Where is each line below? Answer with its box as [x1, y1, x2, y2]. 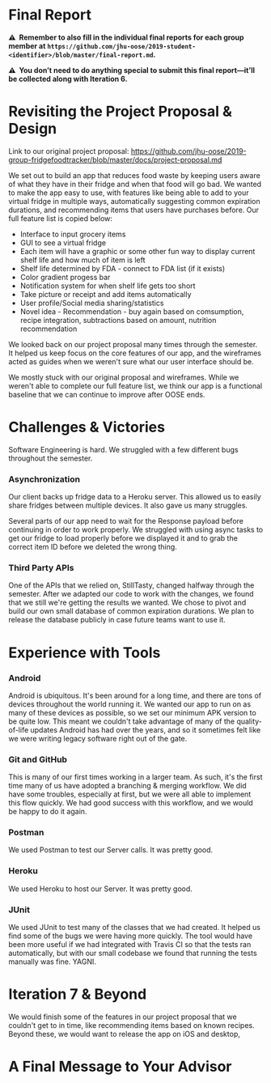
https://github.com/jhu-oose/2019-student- [47, 42, 197, 50]
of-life [8, 724, 29, 734]
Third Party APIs [8, 563, 74, 574]
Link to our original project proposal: [8, 146, 129, 155]
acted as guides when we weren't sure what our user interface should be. [8, 356, 254, 366]
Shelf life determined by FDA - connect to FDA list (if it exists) [19, 263, 226, 273]
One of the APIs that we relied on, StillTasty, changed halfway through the [8, 580, 255, 590]
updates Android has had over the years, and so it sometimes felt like [30, 724, 261, 734]
